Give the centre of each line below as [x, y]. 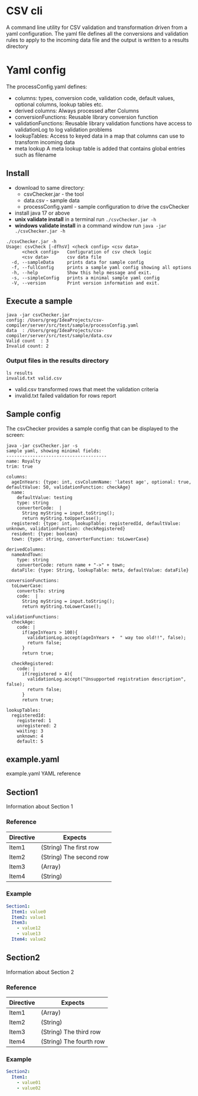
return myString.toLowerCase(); [61, 606]
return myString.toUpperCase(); [61, 518]
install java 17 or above [42, 213]
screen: [15, 434]
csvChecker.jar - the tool [53, 194]
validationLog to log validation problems [63, 129]
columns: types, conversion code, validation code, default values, [95, 98]
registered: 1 [34, 720]
